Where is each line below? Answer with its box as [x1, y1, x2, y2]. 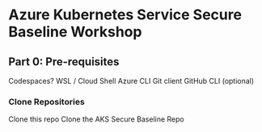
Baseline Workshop [8, 23, 142, 41]
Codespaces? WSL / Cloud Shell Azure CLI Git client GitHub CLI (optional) [8, 76, 255, 85]
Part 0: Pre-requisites [8, 55, 120, 68]
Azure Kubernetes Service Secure [8, 6, 243, 24]
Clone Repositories [8, 96, 85, 107]
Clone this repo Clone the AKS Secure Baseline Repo [8, 114, 184, 124]
